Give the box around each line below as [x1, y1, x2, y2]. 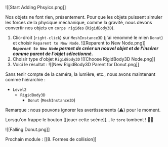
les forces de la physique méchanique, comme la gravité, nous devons [5, 20, 152, 25]
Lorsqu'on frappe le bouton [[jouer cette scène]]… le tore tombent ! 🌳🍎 [5, 117, 154, 123]
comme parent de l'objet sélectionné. [12, 51, 94, 57]
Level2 [12, 87, 27, 92]
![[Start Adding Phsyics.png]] [5, 5, 66, 10]
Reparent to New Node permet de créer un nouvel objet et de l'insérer [12, 45, 159, 51]
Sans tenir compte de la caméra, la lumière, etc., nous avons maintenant [5, 71, 156, 77]
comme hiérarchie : [5, 77, 46, 82]
